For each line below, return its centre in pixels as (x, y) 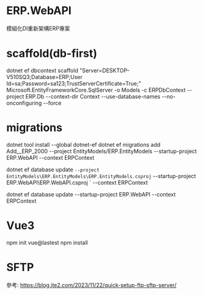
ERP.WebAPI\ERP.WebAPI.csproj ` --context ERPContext (77, 182)
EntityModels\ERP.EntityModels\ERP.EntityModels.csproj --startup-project (101, 176)
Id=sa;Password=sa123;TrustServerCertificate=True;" (74, 83)
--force (52, 103)
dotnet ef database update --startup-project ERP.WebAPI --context (91, 194)
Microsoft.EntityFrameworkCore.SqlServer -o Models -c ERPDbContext (96, 90)
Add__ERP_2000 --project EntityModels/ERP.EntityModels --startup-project (102, 151)
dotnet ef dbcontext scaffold (42, 70)
